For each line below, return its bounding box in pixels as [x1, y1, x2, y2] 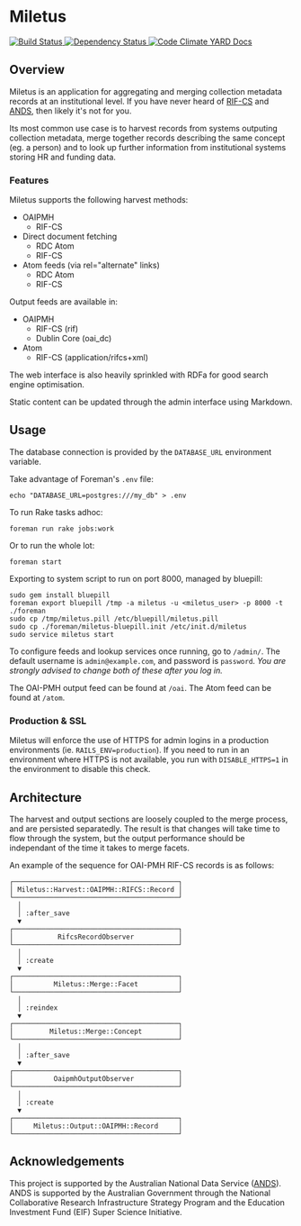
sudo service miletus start [9, 630, 115, 639]
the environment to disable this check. [9, 764, 151, 775]
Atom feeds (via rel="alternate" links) [22, 259, 160, 271]
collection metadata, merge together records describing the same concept [9, 132, 286, 143]
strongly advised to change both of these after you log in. [9, 665, 223, 676]
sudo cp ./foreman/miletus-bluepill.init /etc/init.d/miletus [9, 622, 247, 631]
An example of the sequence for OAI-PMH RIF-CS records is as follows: [9, 859, 275, 870]
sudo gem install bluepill [9, 590, 111, 600]
